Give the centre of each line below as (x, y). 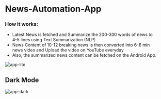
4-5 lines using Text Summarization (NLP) (54, 40)
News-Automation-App (53, 9)
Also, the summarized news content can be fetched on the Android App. (84, 55)
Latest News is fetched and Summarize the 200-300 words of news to (82, 34)
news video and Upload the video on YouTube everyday (68, 50)
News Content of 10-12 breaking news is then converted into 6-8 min (81, 45)
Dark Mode (22, 80)
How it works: (22, 24)
